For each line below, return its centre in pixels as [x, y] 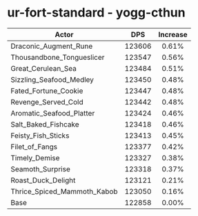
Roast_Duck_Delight [43, 180]
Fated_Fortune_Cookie [47, 91]
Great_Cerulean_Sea [44, 68]
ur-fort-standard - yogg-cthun [96, 13]
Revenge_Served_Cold [47, 102]
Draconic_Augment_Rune [52, 46]
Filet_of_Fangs [34, 147]
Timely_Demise [35, 158]
